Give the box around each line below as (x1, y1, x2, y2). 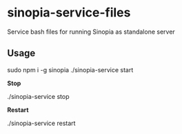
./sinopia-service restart (7, 119, 76, 127)
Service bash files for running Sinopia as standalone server (7, 27, 176, 36)
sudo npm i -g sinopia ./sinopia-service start (7, 65, 134, 74)
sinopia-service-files (7, 5, 131, 21)
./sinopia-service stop (7, 92, 70, 100)
